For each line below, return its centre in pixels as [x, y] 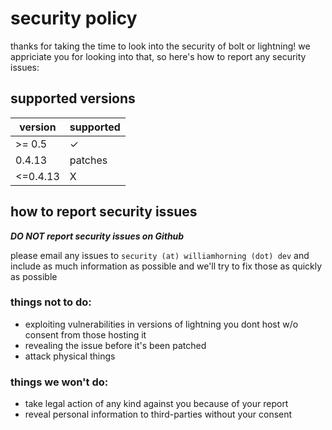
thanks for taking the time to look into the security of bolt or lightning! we [160, 46]
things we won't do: [59, 382]
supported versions [73, 98]
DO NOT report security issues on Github [97, 236]
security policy [74, 18]
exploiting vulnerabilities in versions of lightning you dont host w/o [161, 324]
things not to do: [51, 302]
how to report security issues [104, 212]
